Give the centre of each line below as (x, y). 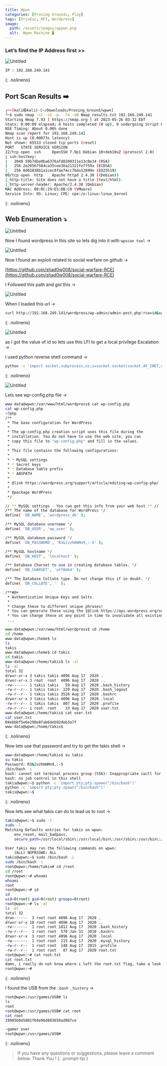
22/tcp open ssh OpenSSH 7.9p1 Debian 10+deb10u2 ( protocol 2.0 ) (80, 152)
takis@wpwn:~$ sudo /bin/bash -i (40, 857)
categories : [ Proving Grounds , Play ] (44, 14)
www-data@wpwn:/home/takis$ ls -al (42, 662)
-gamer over (17, 1029)
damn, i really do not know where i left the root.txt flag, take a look (83, 964)
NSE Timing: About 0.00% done (37, 129)
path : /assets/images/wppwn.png (43, 28)
